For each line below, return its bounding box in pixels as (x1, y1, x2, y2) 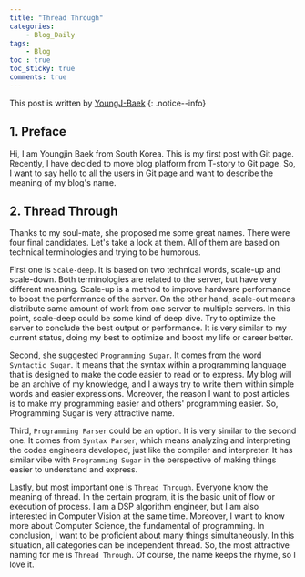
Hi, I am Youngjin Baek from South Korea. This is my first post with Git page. (9, 147, 294, 159)
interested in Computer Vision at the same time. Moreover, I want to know (9, 511, 285, 521)
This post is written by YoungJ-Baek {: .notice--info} (9, 97, 207, 108)
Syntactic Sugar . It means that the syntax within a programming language (9, 359, 287, 370)
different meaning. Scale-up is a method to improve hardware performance (9, 284, 291, 295)
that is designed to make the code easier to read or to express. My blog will (9, 369, 292, 380)
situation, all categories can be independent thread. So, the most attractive (9, 540, 290, 551)
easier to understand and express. (9, 464, 138, 475)
